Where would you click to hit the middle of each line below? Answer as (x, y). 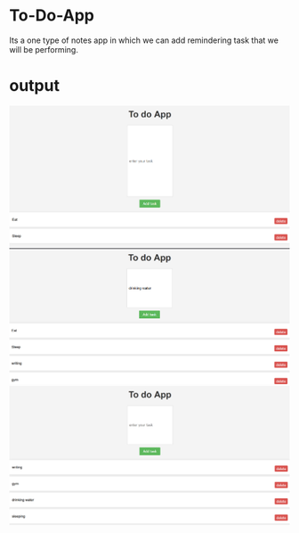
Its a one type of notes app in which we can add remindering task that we (144, 40)
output (35, 86)
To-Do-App (52, 16)
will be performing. (44, 49)
